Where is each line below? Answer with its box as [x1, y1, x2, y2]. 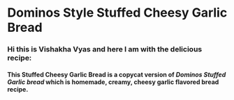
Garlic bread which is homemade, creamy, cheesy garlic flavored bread [7, 78, 219, 86]
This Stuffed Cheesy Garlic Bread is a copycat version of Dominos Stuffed [7, 70, 226, 78]
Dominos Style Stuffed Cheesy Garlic [7, 5, 228, 21]
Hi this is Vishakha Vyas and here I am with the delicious [7, 44, 203, 54]
